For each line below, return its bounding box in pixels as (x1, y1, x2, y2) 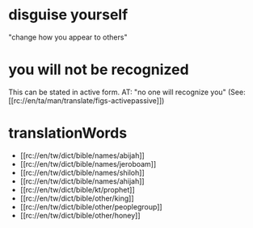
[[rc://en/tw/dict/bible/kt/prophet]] (19, 184, 135, 194)
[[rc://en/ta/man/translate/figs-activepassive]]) (8, 95, 165, 106)
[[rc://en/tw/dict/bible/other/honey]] (19, 210, 141, 220)
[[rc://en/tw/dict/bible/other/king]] (19, 193, 135, 203)
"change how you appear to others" (8, 32, 128, 42)
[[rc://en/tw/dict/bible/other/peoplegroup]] (19, 201, 163, 211)
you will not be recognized (8, 60, 189, 79)
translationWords (8, 124, 128, 143)
